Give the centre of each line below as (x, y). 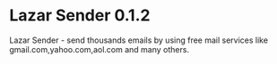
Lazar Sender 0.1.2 (80, 16)
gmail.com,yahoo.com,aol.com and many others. (100, 49)
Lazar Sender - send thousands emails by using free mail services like (139, 40)
